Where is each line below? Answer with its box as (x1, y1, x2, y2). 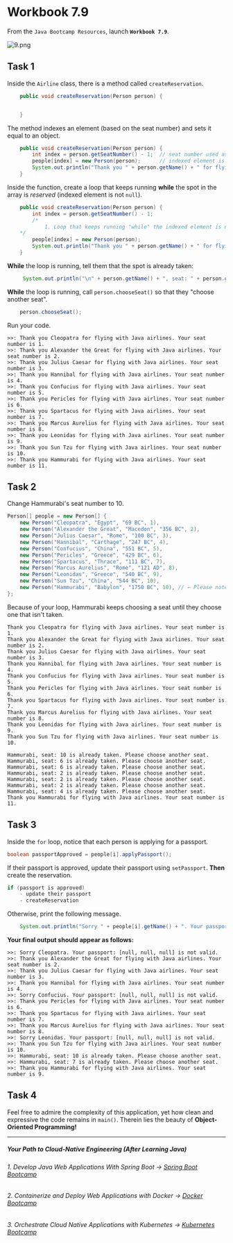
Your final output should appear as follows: (7, 936, 134, 944)
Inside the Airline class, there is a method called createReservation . (7, 79, 204, 88)
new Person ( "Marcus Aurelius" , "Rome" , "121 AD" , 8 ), (19, 564, 178, 572)
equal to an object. (7, 131, 61, 140)
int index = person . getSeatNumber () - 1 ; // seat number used (32, 151, 218, 158)
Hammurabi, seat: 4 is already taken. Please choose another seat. (7, 788, 207, 795)
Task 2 (7, 481, 37, 493)
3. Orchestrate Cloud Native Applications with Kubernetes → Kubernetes (7, 1221, 215, 1228)
